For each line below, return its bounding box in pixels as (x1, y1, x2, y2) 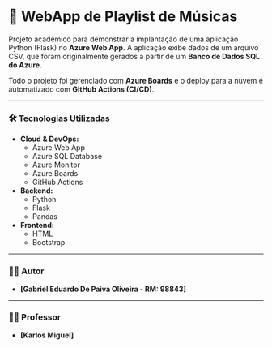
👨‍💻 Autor (8, 265, 45, 277)
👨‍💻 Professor (8, 311, 62, 323)
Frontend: (19, 221, 54, 230)
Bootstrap (32, 238, 66, 247)
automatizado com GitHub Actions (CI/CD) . (8, 84, 155, 94)
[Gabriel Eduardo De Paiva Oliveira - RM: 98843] (19, 284, 186, 294)
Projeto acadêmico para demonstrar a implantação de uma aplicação (8, 34, 239, 44)
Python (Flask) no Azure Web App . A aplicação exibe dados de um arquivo (8, 42, 259, 52)
